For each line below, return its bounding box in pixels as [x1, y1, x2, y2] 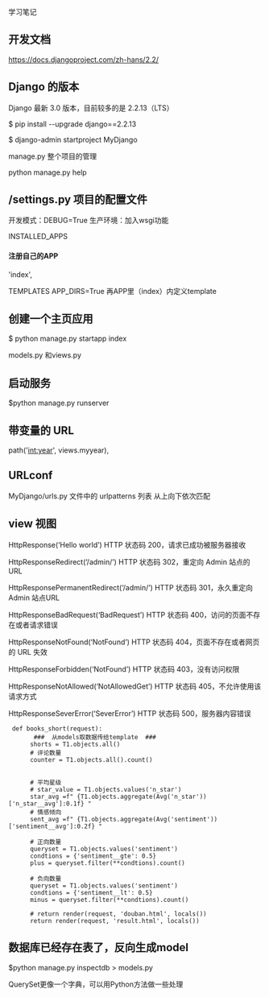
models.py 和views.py [8, 350, 82, 360]
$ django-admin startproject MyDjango [8, 134, 139, 144]
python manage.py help [8, 168, 87, 177]
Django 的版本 [8, 80, 80, 94]
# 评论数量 [29, 748, 62, 757]
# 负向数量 [29, 875, 62, 883]
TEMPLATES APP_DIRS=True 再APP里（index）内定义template [8, 286, 217, 296]
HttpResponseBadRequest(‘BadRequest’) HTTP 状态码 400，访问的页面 [8, 610, 247, 619]
